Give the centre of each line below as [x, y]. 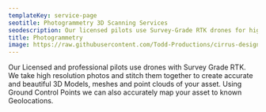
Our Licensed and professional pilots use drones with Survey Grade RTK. [127, 67]
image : [19, 45]
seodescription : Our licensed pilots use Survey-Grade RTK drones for [127, 30]
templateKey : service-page [53, 15]
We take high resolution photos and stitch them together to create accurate [131, 76]
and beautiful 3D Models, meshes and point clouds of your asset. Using [125, 84]
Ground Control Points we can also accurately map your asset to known [125, 92]
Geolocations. [31, 101]
